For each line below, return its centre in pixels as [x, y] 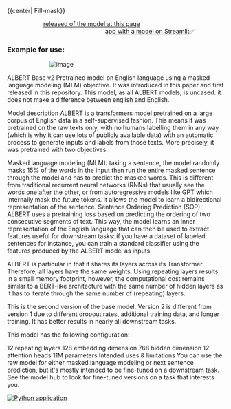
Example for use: [36, 50]
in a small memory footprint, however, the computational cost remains [106, 279]
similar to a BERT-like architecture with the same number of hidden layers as [115, 286]
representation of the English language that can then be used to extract [108, 229]
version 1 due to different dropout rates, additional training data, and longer [113, 314]
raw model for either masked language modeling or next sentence [100, 363]
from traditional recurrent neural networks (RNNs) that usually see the [106, 185]
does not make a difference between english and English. [88, 100]
